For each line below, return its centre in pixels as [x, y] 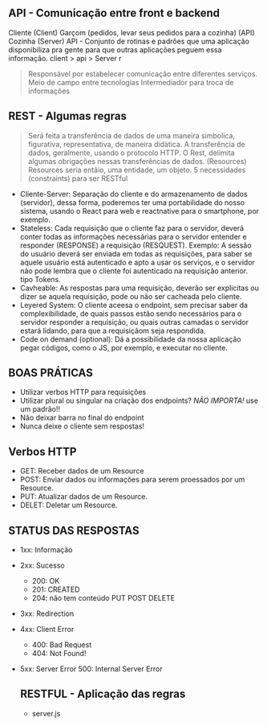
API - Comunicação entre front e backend [114, 13]
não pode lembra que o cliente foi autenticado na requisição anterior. [134, 271]
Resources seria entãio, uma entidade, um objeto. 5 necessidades [137, 170]
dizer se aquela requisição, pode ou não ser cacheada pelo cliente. [131, 296]
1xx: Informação [46, 550]
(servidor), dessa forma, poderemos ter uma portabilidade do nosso [132, 202]
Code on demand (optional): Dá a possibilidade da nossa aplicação [131, 339]
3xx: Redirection [47, 613]
